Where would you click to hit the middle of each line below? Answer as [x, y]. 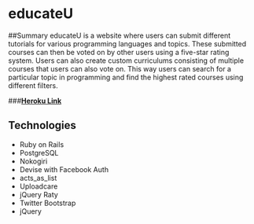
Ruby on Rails [42, 144]
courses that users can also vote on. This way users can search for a [120, 68]
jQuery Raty [39, 194]
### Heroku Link [35, 101]
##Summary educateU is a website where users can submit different [120, 35]
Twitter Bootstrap [48, 203]
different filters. [33, 85]
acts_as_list [38, 178]
